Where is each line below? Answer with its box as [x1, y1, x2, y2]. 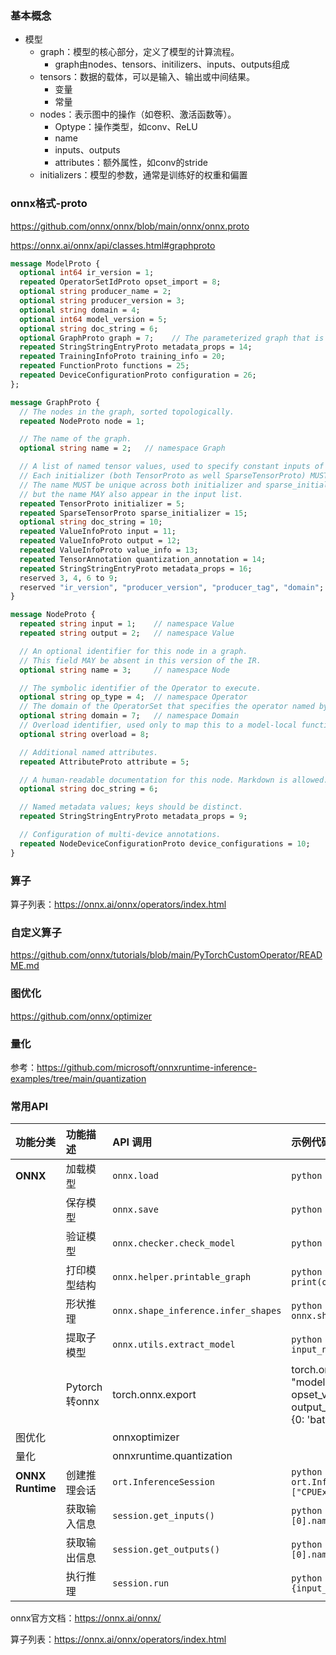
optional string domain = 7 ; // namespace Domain [19, 711, 240, 721]
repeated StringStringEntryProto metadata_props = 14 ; [19, 342, 253, 352]
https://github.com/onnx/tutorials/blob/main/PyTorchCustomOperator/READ [10, 949, 323, 961]
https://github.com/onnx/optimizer [10, 1010, 153, 1022]
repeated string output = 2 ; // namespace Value [19, 628, 235, 639]
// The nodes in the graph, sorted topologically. [19, 407, 235, 417]
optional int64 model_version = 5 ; [19, 314, 168, 324]
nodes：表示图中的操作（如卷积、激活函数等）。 [39, 108, 237, 121]
